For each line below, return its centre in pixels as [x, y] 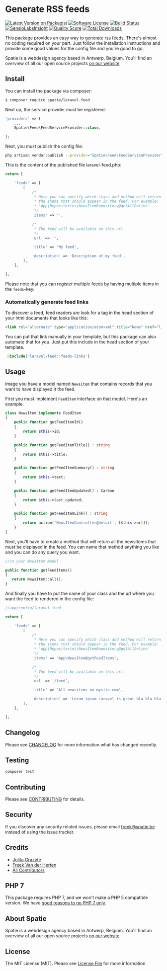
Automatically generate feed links [47, 302]
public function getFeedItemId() [49, 422]
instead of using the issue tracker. [40, 832]
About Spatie [26, 919]
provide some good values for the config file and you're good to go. [75, 48]
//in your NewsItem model [32, 561]
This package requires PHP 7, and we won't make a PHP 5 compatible [77, 897]
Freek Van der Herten [34, 865]
